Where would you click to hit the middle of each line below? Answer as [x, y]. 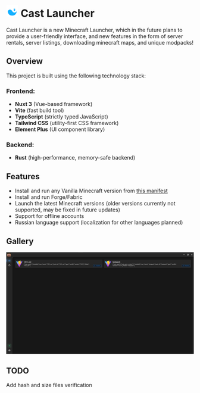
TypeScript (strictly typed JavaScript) [61, 117]
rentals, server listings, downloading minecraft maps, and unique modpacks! [100, 42]
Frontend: [21, 91]
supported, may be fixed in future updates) [68, 210]
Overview [25, 61]
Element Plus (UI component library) [60, 129]
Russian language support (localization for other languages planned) [99, 223]
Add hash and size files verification [49, 385]
